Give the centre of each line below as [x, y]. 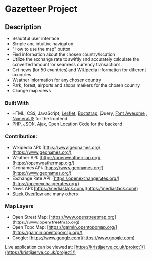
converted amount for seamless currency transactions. [67, 65]
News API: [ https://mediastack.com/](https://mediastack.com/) [75, 188]
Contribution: [21, 136]
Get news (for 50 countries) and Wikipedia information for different [79, 70]
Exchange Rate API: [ [33, 178]
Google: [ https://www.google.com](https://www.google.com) [73, 238]
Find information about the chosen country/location [63, 54]
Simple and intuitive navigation [43, 44]
